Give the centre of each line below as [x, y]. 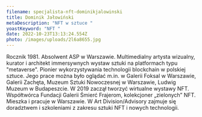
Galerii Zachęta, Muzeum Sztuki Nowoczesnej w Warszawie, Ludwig [91, 82]
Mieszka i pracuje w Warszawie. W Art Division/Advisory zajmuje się [91, 101]
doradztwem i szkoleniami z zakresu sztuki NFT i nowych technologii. [93, 108]
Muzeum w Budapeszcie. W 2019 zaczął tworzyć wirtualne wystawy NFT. [98, 88]
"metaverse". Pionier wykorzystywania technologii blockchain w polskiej [96, 69]
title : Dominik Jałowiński [40, 17]
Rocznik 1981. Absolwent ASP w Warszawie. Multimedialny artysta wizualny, [101, 57]
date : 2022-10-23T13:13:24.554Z [47, 34]
